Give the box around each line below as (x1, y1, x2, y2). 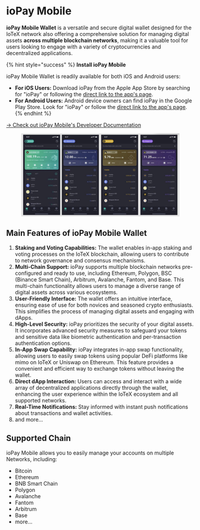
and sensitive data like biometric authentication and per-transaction (14, 333, 181, 340)
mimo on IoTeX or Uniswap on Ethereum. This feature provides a (14, 358, 174, 366)
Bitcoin (14, 467, 32, 474)
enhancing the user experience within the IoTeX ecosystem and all (14, 390, 179, 398)
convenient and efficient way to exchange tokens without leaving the (14, 365, 184, 372)
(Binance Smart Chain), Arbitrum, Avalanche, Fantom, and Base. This (14, 275, 184, 283)
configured (14, 269, 42, 277)
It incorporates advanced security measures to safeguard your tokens (14, 326, 187, 334)
